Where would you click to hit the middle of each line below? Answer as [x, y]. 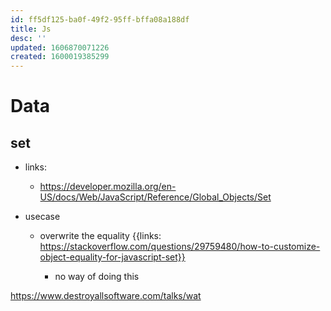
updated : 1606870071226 [60, 47]
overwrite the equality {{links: [100, 236]
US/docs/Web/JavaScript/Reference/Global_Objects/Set [155, 197]
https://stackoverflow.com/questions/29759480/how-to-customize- [180, 247]
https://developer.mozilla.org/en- [108, 187]
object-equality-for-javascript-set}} [112, 257]
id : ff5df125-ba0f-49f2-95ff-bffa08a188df [100, 19]
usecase [42, 217]
